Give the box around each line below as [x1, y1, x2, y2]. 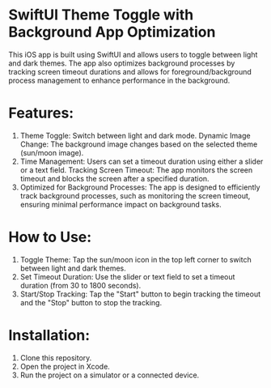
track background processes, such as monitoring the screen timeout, [19, 190, 251, 200]
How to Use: [8, 228, 92, 246]
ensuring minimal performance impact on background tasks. [19, 199, 222, 209]
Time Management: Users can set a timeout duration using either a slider [19, 156, 264, 166]
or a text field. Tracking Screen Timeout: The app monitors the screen [19, 164, 253, 175]
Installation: [8, 326, 91, 344]
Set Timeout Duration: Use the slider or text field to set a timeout [19, 271, 235, 281]
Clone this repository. [19, 352, 92, 362]
